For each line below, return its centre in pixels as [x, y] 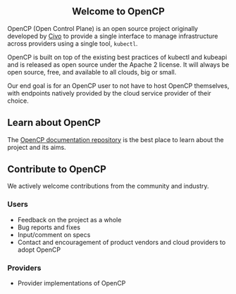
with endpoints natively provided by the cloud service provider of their [109, 93]
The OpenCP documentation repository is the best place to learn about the [116, 139]
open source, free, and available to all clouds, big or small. [92, 72]
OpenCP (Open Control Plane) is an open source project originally [103, 28]
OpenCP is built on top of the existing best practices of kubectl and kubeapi [117, 57]
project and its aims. [37, 147]
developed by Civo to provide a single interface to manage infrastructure [113, 36]
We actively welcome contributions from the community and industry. [108, 186]
